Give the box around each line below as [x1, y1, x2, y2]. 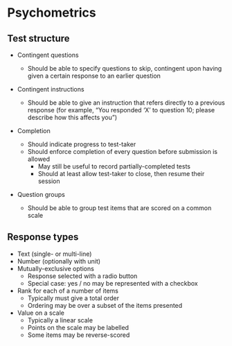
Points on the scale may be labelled [27, 323, 130, 331]
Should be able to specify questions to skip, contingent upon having [27, 64, 222, 72]
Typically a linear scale [27, 315, 93, 324]
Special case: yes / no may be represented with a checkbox [27, 279, 199, 287]
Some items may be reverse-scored [27, 331, 130, 339]
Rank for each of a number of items [17, 286, 119, 295]
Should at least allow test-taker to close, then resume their [37, 170, 205, 178]
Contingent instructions [17, 85, 84, 93]
